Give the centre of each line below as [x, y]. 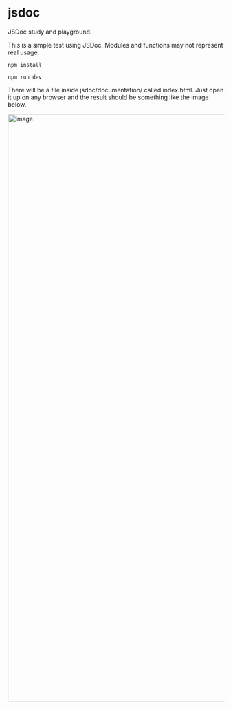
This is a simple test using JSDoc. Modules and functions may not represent [115, 45]
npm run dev [25, 77]
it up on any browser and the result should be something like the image [108, 97]
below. [17, 104]
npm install [25, 65]
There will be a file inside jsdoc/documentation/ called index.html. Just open [116, 90]
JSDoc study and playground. [50, 32]
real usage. [24, 52]
